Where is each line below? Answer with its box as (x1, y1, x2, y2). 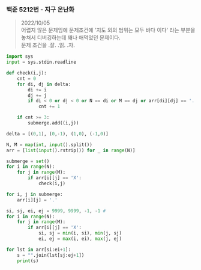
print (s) (17, 257, 39, 264)
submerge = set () (6, 158, 50, 164)
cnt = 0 (17, 75, 36, 82)
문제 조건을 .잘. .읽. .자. (20, 41, 75, 49)
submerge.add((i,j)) (28, 120, 79, 126)
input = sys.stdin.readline (6, 59, 77, 66)
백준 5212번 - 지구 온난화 (6, 5, 75, 13)
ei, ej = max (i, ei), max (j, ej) (38, 236, 122, 242)
